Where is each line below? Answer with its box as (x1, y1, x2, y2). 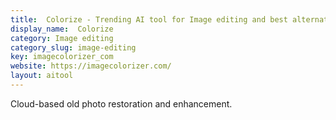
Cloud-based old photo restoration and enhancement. (10, 97, 233, 110)
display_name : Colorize (10, 24, 114, 34)
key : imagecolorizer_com (10, 52, 114, 62)
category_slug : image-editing (10, 42, 137, 53)
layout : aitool (10, 71, 74, 81)
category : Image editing (10, 33, 114, 43)
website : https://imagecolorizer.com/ (10, 61, 172, 71)
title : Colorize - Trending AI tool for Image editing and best (10, 14, 288, 25)
